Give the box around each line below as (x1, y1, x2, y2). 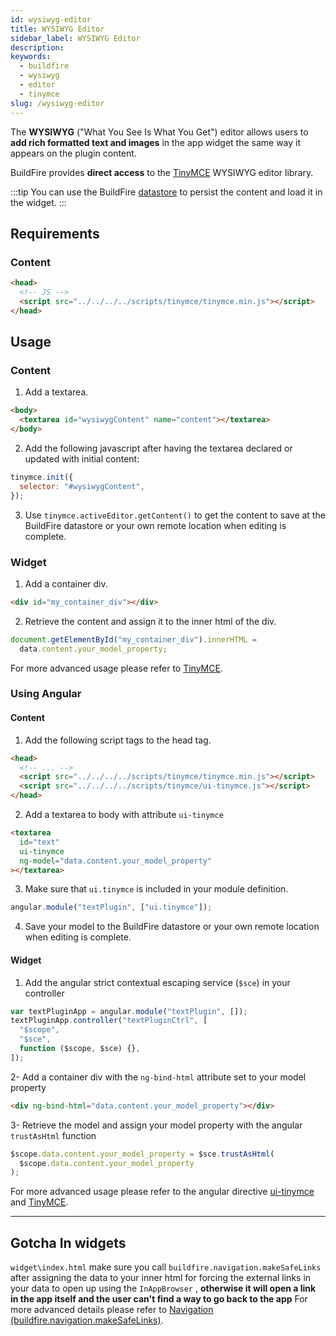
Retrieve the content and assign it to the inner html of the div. (24, 615, 277, 627)
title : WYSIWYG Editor (10, 24, 105, 34)
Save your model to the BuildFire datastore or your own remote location (24, 921, 320, 933)
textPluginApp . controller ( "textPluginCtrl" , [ (10, 1016, 208, 1026)
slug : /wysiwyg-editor (10, 98, 105, 108)
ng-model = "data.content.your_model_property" (19, 856, 213, 866)
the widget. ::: (10, 196, 67, 208)
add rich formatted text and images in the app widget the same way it (10, 136, 302, 148)
